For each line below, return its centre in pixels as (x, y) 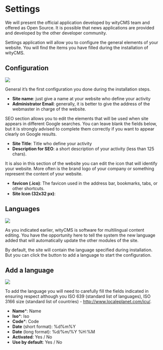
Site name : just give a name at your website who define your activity (81, 98)
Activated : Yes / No (32, 337)
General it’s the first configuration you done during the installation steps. (78, 89)
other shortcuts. (28, 188)
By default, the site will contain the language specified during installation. (79, 250)
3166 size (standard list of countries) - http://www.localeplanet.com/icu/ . (78, 302)
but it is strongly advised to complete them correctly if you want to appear (80, 129)
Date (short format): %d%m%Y (44, 327)
